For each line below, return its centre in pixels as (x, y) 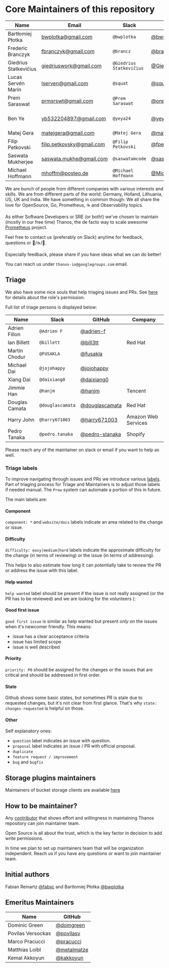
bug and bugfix (28, 762)
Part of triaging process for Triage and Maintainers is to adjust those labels (82, 485)
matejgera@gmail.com (68, 133)
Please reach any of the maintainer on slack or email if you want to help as (82, 450)
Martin (16, 350)
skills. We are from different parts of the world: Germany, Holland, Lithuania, (84, 194)
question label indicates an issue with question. (62, 741)
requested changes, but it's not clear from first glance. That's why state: (81, 703)
